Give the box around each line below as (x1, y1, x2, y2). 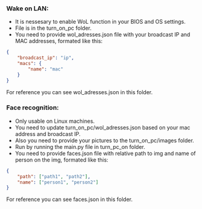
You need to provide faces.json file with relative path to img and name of (15, 149, 197, 157)
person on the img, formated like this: (15, 156, 109, 163)
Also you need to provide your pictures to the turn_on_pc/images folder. (15, 137, 195, 144)
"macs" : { (17, 61, 42, 67)
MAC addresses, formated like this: (15, 38, 103, 45)
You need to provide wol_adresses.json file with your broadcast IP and (15, 31, 191, 38)
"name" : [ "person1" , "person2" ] (17, 179, 99, 185)
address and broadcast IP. (15, 130, 81, 137)
